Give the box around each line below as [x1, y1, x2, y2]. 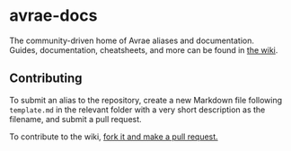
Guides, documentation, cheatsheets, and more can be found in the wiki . [9, 44, 278, 55]
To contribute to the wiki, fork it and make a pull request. [9, 131, 218, 142]
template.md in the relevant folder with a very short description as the [9, 104, 266, 115]
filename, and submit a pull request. [9, 113, 142, 124]
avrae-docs [9, 5, 98, 26]
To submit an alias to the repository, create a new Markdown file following [9, 94, 283, 105]
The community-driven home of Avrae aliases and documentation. [9, 35, 254, 46]
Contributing [9, 71, 83, 86]
